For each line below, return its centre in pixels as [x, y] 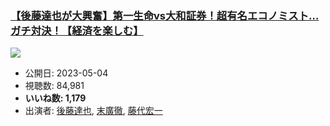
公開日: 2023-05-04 [66, 73]
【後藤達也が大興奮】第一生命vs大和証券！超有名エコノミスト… [165, 15]
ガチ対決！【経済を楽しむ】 [77, 30]
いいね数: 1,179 [55, 98]
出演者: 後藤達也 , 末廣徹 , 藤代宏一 [93, 111]
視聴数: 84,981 [54, 86]
